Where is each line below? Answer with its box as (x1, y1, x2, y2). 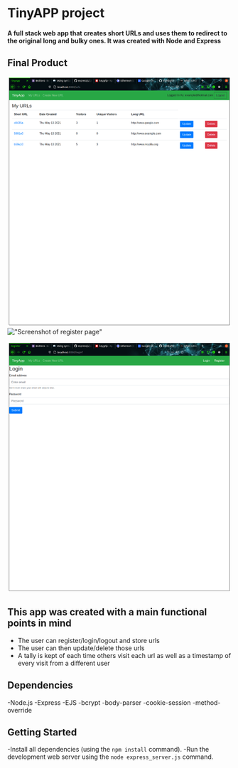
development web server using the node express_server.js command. (7, 752, 214, 761)
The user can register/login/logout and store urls (17, 636, 160, 644)
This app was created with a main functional (7, 606, 207, 618)
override (7, 706, 32, 714)
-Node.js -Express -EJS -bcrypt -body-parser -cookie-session (7, 698, 191, 707)
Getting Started (7, 726, 77, 739)
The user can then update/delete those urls (17, 644, 145, 652)
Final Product (7, 57, 67, 69)
